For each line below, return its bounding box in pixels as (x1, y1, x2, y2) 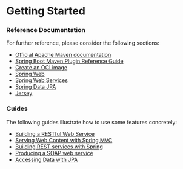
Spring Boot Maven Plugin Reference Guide (15, 57, 124, 65)
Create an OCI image (15, 64, 68, 71)
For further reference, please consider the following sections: (6, 39, 159, 46)
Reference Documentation (6, 26, 86, 34)
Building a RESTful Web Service (15, 130, 95, 137)
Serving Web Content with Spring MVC (15, 136, 113, 144)
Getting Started (6, 4, 86, 18)
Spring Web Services (15, 77, 68, 84)
